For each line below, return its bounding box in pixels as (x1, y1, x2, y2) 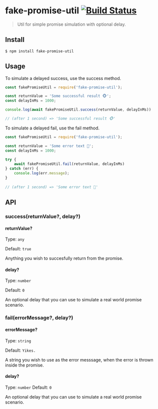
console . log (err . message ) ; (14, 171, 70, 176)
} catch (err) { (5, 166, 39, 171)
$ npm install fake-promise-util (5, 48, 74, 54)
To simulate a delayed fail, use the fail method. (5, 125, 100, 131)
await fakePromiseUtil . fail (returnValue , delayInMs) (14, 162, 125, 166)
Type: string (5, 337, 31, 343)
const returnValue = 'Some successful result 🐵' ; (5, 94, 112, 99)
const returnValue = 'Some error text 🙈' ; (5, 143, 94, 148)
